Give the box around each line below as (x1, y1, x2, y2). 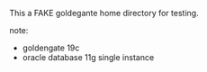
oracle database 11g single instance (22, 52, 155, 62)
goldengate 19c (22, 42, 80, 53)
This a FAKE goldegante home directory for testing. (9, 8, 200, 18)
